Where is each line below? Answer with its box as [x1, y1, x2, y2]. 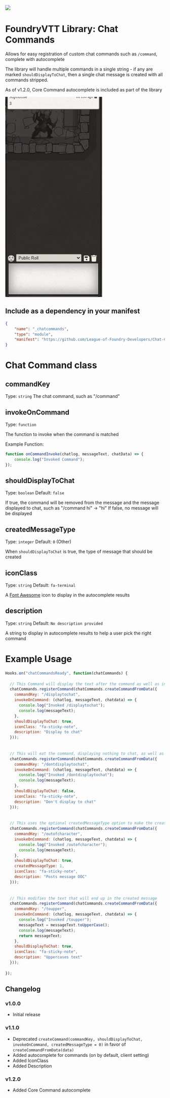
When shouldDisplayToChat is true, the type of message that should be [5, 549, 153, 555]
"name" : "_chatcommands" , [14, 326, 69, 331]
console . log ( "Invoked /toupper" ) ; [18, 917, 92, 922]
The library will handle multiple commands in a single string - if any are [5, 66, 153, 72]
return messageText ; [18, 933, 62, 938]
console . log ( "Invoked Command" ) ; [14, 457, 85, 462]
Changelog [5, 985, 41, 993]
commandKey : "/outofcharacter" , [14, 831, 82, 836]
